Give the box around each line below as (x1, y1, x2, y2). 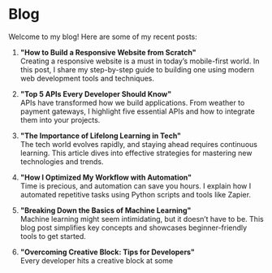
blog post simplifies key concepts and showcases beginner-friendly (19, 223, 248, 232)
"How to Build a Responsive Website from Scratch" (19, 47, 196, 57)
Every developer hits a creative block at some (19, 255, 173, 265)
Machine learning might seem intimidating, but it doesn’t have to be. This (19, 214, 264, 223)
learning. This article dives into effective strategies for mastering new (19, 148, 253, 158)
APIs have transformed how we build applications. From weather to (19, 97, 245, 107)
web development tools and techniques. (19, 73, 155, 83)
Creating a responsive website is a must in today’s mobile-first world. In (19, 56, 260, 66)
